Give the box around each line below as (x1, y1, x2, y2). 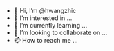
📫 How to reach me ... (13, 37, 78, 44)
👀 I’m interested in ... (13, 14, 73, 22)
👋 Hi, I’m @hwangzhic (13, 7, 77, 14)
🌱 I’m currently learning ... (13, 21, 88, 29)
